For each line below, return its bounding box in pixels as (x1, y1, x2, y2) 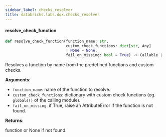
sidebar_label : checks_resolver (5, 7, 73, 13)
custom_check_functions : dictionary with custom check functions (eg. (12, 92, 155, 98)
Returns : (5, 117, 24, 123)
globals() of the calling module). (12, 97, 81, 103)
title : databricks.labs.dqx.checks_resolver (5, 12, 100, 17)
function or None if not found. (5, 127, 67, 133)
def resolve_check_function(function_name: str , (5, 39, 109, 44)
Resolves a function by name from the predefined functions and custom (5, 62, 154, 68)
